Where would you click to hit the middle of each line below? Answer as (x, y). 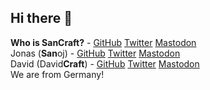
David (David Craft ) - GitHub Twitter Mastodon (105, 63)
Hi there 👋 (41, 18)
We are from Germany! (57, 74)
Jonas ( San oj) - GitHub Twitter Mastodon (95, 53)
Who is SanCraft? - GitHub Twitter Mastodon (103, 42)
